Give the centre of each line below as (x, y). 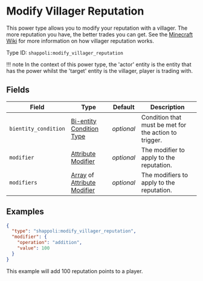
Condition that (161, 117)
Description (167, 107)
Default (124, 107)
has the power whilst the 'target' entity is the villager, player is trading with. (100, 70)
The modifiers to (165, 175)
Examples (25, 212)
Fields (18, 90)
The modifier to (163, 150)
